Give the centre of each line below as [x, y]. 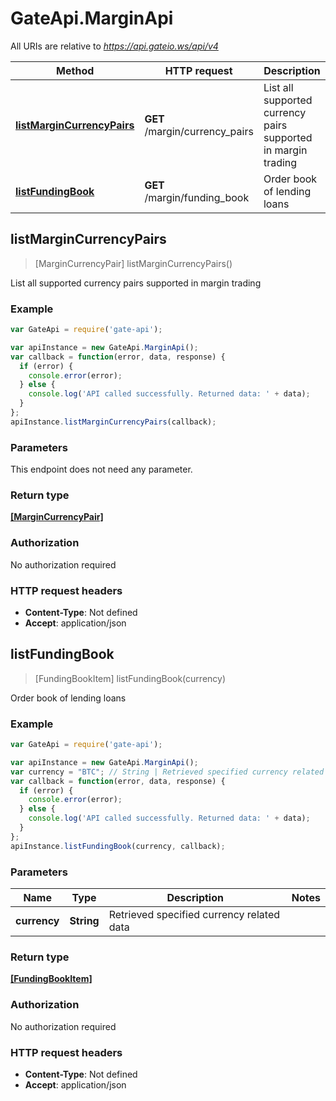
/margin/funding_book [197, 197]
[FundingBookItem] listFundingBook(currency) [130, 678]
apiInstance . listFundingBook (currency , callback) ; [118, 846]
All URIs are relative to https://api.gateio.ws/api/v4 [114, 46]
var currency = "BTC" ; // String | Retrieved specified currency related [167, 772]
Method [75, 70]
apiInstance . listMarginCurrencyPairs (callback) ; [113, 422]
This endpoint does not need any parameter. [101, 469]
